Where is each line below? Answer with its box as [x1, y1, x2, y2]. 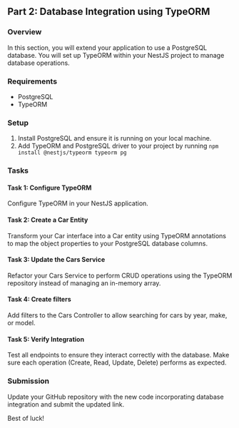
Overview [7, 27, 42, 37]
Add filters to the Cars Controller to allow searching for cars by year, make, [7, 311, 228, 320]
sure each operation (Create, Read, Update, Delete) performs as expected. [7, 358, 227, 367]
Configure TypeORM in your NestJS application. [7, 199, 148, 208]
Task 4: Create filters [7, 295, 71, 304]
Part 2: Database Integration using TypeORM [7, 6, 210, 18]
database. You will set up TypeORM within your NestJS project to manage [7, 51, 225, 59]
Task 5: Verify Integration [7, 335, 84, 343]
